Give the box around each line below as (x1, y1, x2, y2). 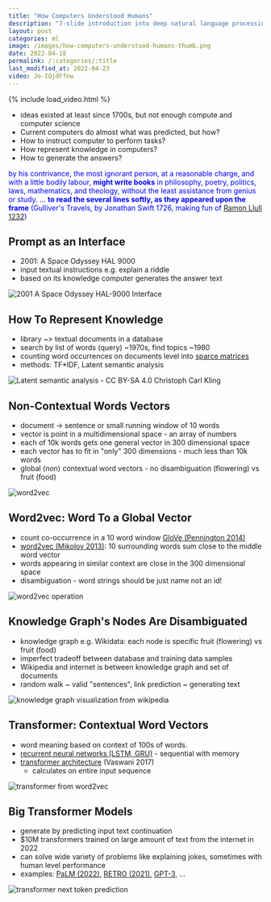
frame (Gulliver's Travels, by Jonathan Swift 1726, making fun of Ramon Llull (8, 203, 262, 213)
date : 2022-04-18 (8, 49, 67, 57)
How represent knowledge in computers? (19, 144, 157, 154)
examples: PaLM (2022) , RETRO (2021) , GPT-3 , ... (19, 869, 186, 879)
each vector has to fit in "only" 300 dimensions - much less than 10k (19, 447, 248, 456)
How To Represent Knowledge (8, 312, 164, 326)
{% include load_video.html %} (8, 94, 110, 104)
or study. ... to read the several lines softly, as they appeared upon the (8, 194, 246, 204)
